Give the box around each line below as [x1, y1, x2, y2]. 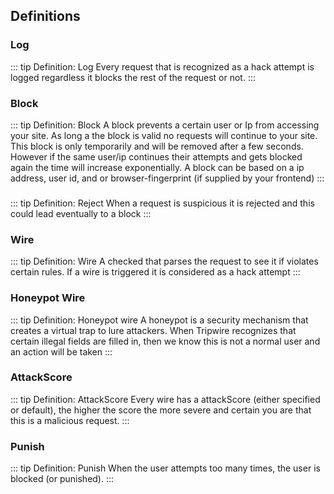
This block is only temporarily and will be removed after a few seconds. [10, 140, 304, 152]
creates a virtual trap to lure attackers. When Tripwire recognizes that [10, 324, 297, 336]
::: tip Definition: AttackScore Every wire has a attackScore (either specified [10, 393, 321, 405]
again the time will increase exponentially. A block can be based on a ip [10, 161, 305, 173]
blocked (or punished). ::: [10, 473, 115, 485]
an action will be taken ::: [10, 345, 113, 358]
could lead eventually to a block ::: [10, 207, 152, 219]
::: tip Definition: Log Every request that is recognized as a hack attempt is [10, 60, 315, 73]
